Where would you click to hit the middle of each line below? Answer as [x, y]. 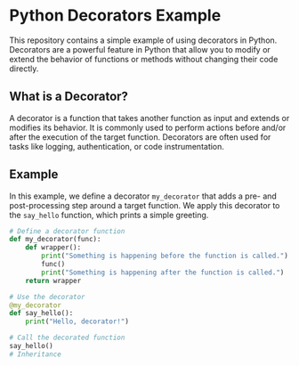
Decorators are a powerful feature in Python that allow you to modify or [140, 49]
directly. [24, 69]
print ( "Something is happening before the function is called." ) [165, 256]
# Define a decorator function [67, 231]
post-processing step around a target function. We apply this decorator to [145, 205]
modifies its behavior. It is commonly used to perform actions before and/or [148, 127]
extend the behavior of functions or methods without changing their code [144, 59]
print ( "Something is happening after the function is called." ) [163, 272]
